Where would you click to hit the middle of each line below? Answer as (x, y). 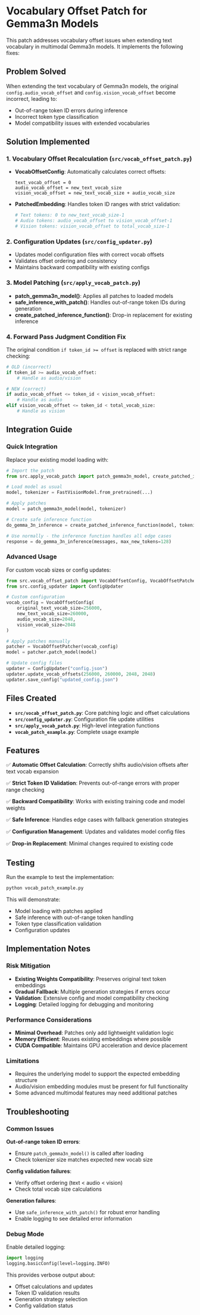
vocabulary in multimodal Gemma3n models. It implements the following (95, 47)
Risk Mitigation (28, 966)
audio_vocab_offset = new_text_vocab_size (68, 188)
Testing (21, 863)
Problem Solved (36, 72)
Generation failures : (31, 1200)
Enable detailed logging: (36, 1247)
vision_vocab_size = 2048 (46, 625)
